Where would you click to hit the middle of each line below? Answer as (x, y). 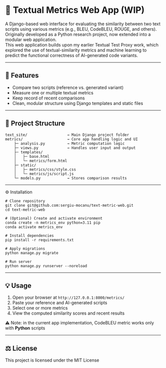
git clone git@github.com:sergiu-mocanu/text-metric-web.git (69, 205)
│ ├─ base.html (32, 156)
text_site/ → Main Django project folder (67, 135)
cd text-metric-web (25, 210)
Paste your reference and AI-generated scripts (60, 303)
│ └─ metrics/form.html (41, 161)
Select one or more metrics (40, 308)
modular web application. (31, 40)
